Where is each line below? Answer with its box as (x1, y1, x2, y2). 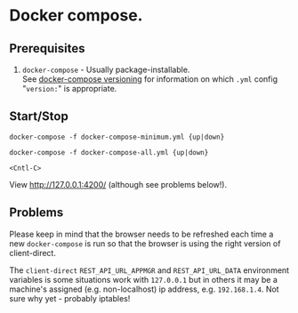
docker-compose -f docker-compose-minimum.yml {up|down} (9, 132, 225, 141)
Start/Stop (9, 108, 68, 124)
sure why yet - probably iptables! (9, 293, 131, 303)
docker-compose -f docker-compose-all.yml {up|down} (9, 148, 209, 156)
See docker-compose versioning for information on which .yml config (21, 74, 278, 84)
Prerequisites (9, 41, 85, 56)
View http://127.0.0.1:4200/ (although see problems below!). (9, 179, 228, 189)
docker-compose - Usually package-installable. (21, 64, 190, 75)
